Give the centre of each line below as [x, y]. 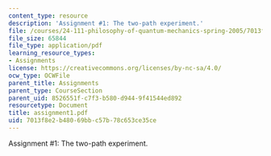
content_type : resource [48, 16]
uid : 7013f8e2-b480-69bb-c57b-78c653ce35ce [83, 121]
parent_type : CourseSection [56, 90]
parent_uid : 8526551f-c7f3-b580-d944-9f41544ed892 [95, 98]
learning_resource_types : [52, 53]
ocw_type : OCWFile [39, 76]
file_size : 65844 [38, 38]
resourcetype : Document [48, 105]
